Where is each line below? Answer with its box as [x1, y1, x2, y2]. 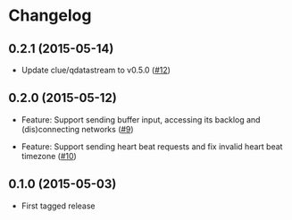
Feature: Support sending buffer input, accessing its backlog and [21, 114, 261, 125]
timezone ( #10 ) [21, 150, 77, 161]
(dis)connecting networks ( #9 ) [21, 123, 135, 134]
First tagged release [21, 200, 96, 211]
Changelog [8, 5, 92, 26]
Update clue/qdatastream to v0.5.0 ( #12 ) [21, 64, 171, 75]
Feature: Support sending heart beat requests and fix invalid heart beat [21, 140, 283, 152]
